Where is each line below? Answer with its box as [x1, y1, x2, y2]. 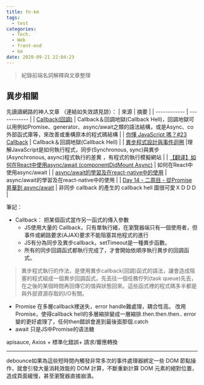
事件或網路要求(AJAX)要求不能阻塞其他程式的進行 [24, 231, 149, 239]
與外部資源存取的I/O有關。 [21, 290, 88, 298]
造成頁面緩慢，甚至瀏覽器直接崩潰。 [6, 372, 97, 380]
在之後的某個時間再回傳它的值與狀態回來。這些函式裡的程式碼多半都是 [21, 282, 197, 290]
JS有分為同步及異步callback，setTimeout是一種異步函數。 [24, 239, 171, 247]
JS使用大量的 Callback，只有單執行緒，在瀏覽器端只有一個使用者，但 [24, 224, 198, 231]
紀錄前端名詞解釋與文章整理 [21, 71, 91, 79]
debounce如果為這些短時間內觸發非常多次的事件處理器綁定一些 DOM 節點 [6, 357, 191, 364]
